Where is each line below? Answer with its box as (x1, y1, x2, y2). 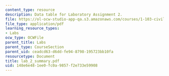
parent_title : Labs (5, 40, 46, 45)
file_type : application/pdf (5, 21, 64, 26)
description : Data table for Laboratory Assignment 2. (5, 12, 123, 17)
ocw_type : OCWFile (5, 35, 44, 40)
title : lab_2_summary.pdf (5, 58, 59, 63)
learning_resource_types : (5, 26, 59, 31)
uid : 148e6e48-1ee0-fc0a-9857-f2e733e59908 (5, 63, 98, 68)
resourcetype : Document (5, 53, 55, 59)
